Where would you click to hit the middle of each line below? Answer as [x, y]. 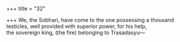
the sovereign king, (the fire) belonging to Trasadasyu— [76, 33]
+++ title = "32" [26, 9]
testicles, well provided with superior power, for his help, [76, 26]
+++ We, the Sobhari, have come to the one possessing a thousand [90, 20]
